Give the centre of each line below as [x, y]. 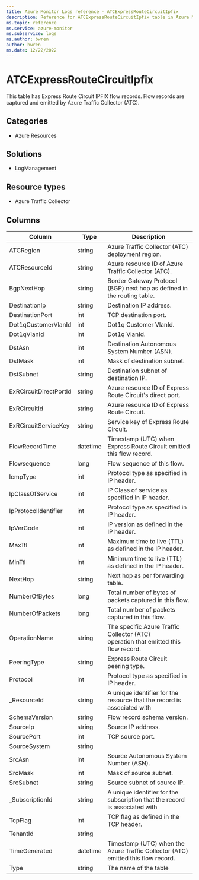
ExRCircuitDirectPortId [40, 391]
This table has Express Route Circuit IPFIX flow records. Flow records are [95, 96]
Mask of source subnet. [140, 773]
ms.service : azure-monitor [39, 28]
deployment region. [134, 254]
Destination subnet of [137, 371]
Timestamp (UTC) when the [146, 843]
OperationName [31, 638]
